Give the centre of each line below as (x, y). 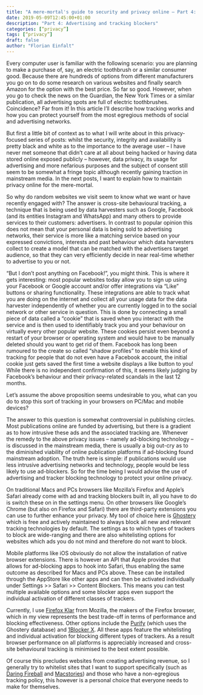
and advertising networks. (39, 121)
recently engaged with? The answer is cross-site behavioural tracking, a (96, 203)
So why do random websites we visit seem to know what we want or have (98, 197)
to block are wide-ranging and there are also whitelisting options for (91, 535)
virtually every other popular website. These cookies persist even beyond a (100, 331)
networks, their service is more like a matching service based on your (93, 236)
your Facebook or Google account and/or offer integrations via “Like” (92, 286)
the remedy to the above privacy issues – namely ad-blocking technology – (100, 439)
